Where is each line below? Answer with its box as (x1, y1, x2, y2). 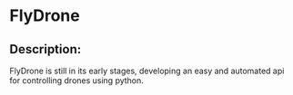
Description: (9, 42, 82, 57)
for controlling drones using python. (9, 75, 144, 86)
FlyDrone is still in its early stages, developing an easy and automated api (9, 65, 285, 76)
